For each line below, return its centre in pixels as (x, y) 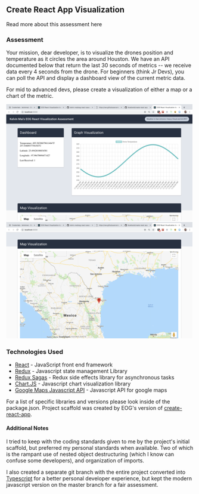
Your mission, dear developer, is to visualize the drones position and (90, 53)
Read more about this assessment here (54, 24)
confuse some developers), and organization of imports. (75, 460)
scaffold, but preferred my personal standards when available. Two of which (100, 447)
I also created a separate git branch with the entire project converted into (96, 472)
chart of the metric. (30, 96)
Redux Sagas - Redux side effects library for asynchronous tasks (94, 378)
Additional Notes (27, 428)
